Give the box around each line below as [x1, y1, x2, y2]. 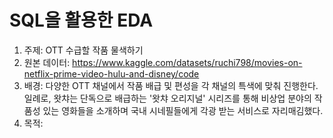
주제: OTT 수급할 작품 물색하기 [23, 44, 144, 56]
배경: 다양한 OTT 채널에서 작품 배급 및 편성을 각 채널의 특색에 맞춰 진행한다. [23, 79, 319, 91]
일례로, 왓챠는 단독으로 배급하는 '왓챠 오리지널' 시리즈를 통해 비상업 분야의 [23, 92, 312, 104]
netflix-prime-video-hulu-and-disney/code [23, 67, 200, 80]
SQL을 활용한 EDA [9, 9, 154, 32]
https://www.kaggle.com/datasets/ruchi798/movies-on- [72, 56, 303, 68]
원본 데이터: [23, 56, 71, 68]
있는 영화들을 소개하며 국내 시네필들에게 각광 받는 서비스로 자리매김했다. [42, 104, 324, 116]
